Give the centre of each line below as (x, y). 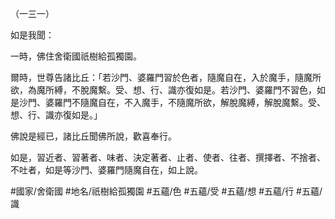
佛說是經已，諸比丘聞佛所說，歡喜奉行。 (93, 136)
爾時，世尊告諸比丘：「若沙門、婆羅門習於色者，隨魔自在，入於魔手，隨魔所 (166, 77)
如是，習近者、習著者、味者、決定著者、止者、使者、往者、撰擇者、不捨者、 (168, 157)
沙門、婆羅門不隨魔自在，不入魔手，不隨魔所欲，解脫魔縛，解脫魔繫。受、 (172, 102)
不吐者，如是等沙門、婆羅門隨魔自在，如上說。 (106, 170)
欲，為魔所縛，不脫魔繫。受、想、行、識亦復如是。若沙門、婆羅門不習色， (163, 90)
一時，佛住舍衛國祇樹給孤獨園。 (76, 56)
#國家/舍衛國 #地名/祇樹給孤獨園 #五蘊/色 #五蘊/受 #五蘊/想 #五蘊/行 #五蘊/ (166, 191)
